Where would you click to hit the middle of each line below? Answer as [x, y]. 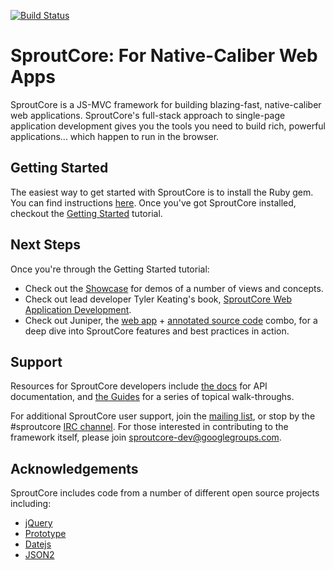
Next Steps [45, 245]
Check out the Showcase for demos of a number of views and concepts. [174, 288]
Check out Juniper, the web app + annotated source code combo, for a [171, 320]
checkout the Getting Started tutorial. [86, 213]
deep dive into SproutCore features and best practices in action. [157, 331]
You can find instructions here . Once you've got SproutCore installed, [153, 202]
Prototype [45, 534]
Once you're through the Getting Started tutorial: [110, 269]
